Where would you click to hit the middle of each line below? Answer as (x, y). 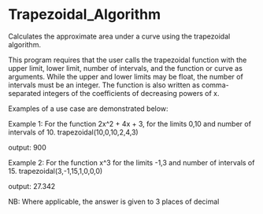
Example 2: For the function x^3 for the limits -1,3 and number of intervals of (131, 162)
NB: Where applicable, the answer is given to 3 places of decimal (114, 201)
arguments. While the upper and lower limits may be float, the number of (126, 76)
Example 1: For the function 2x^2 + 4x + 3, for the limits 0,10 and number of (130, 124)
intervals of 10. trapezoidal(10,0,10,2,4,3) (74, 132)
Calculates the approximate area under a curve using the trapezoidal (119, 36)
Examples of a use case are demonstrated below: (88, 109)
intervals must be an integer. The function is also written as (104, 85)
